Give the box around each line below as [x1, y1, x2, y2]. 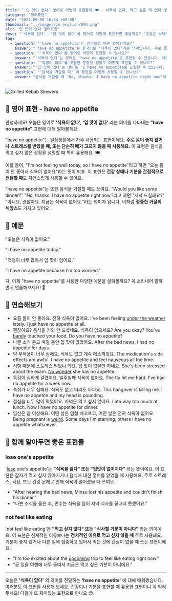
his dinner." [12, 494, 37, 500]
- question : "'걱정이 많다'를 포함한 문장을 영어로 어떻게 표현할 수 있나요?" [10, 60, 155, 65]
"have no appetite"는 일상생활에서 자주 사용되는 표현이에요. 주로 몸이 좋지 [5, 137, 154, 143]
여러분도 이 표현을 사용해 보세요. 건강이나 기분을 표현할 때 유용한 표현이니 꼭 [5, 584, 157, 590]
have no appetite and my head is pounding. [12, 392, 104, 399]
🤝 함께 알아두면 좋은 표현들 [5, 438, 84, 446]
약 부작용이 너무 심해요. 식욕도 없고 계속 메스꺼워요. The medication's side [12, 351, 163, 357]
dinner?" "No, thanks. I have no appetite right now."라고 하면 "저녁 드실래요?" [5, 192, 165, 198]
